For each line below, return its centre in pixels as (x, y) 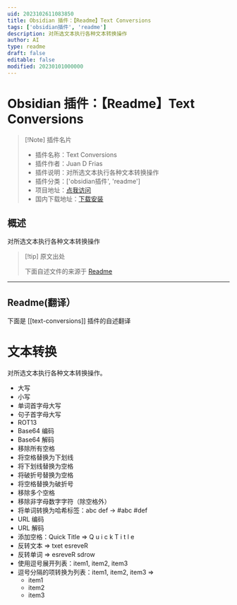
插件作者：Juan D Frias (69, 163)
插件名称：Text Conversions (76, 154)
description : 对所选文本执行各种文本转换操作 (67, 34)
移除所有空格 (36, 449)
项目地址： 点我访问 (63, 190)
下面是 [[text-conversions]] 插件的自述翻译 (69, 321)
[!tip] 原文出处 (45, 257)
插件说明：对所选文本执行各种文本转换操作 (97, 172)
